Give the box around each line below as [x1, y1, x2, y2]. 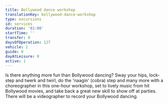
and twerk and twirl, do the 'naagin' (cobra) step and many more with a [15, 77, 163, 83]
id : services [5, 21, 33, 26]
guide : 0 [5, 49, 24, 54]
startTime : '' [5, 30, 35, 35]
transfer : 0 [5, 35, 30, 40]
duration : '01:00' [5, 26, 44, 31]
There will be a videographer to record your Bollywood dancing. [5, 93, 138, 99]
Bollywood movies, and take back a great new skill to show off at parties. [5, 88, 157, 94]
